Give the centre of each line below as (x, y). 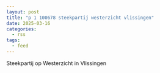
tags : (13, 40)
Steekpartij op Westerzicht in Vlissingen (56, 63)
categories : (21, 29)
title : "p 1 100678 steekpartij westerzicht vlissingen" (80, 18)
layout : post (23, 12)
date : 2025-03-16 (28, 23)
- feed (20, 46)
